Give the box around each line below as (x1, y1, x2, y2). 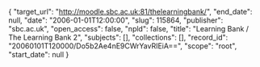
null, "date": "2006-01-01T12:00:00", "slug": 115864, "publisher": (8, 15, 224, 25)
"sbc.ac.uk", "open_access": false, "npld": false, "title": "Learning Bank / (8, 24, 249, 33)
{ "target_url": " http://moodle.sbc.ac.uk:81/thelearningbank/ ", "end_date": (8, 7, 253, 16)
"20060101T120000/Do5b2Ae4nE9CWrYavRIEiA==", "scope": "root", (8, 41, 237, 51)
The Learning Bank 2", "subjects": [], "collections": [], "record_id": (8, 32, 229, 42)
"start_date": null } (8, 50, 69, 59)
